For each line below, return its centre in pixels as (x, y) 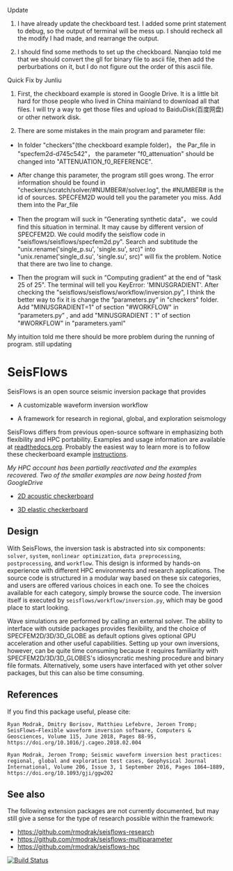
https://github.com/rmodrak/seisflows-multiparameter (95, 840)
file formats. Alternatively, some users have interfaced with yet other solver (115, 665)
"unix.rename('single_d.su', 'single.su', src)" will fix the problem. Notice (119, 256)
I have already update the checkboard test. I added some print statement (122, 23)
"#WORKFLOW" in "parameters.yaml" (72, 323)
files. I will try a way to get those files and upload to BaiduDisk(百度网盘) (120, 109)
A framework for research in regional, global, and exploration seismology (122, 418)
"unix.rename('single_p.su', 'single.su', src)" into (86, 249)
